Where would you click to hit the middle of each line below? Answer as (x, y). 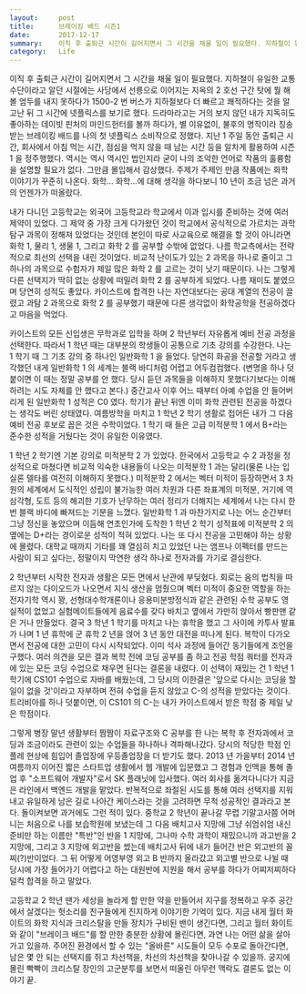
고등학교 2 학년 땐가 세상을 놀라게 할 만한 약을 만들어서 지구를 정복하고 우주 (143, 900)
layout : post (42, 18)
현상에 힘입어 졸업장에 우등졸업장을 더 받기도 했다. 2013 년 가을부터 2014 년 (161, 756)
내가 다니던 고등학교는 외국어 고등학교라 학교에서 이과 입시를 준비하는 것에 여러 (149, 212)
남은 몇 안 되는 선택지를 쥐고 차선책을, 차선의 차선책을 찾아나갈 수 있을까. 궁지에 (150, 958)
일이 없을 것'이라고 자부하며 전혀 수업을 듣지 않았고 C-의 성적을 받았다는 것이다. (150, 691)
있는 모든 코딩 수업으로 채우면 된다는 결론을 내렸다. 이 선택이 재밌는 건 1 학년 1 (156, 668)
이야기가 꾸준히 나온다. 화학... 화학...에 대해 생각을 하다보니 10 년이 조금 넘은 (144, 181)
